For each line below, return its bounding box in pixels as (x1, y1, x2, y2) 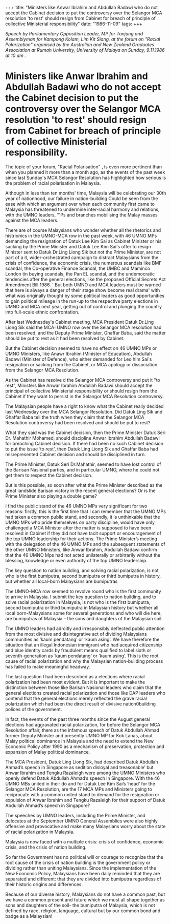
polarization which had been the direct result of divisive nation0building (5, 700, 156, 707)
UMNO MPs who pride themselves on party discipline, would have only (5, 519, 155, 525)
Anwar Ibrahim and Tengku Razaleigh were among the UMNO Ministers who (5, 770, 165, 776)
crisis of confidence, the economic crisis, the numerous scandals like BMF (5, 260, 162, 266)
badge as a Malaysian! (5, 913, 53, 919)
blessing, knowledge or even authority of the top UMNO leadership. (5, 557, 148, 563)
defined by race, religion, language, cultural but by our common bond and (5, 908, 161, 914)
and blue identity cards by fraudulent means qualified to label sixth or (5, 647, 152, 653)
